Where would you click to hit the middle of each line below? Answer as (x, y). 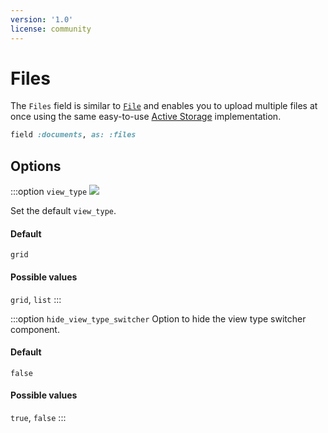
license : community (51, 29)
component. (35, 329)
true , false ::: (38, 417)
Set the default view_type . (63, 211)
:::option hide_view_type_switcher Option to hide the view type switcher (158, 318)
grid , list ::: (36, 299)
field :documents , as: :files (73, 135)
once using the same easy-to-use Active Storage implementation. (146, 117)
